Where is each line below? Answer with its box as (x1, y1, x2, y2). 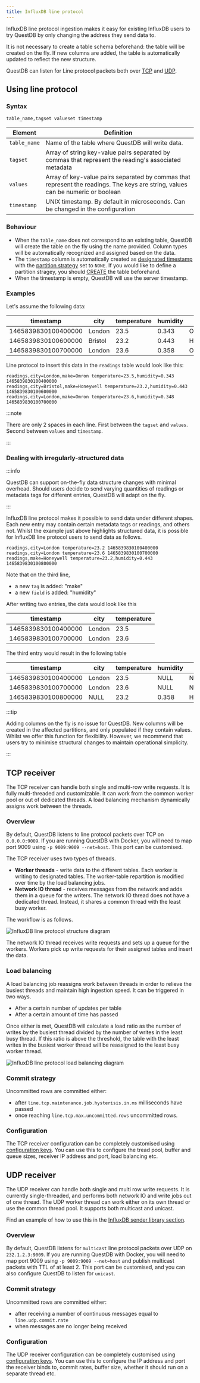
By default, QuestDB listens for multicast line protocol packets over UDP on (6, 1245, 192, 1252)
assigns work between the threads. (6, 803, 93, 810)
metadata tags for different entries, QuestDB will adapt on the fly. (6, 492, 166, 499)
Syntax (6, 102, 27, 110)
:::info (6, 467, 20, 474)
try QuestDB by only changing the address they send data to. (6, 31, 156, 39)
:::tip (6, 708, 17, 716)
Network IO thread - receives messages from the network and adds (14, 885, 183, 893)
